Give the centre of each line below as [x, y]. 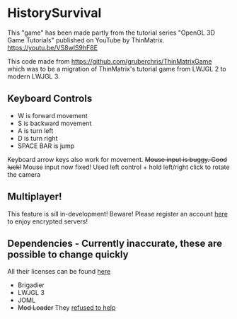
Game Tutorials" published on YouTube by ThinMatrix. [86, 40]
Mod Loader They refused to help [67, 308]
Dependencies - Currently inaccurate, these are [115, 243]
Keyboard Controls [50, 99]
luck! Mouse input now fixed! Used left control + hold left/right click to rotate [118, 167]
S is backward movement [54, 123]
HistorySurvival [54, 13]
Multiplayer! [35, 197]
